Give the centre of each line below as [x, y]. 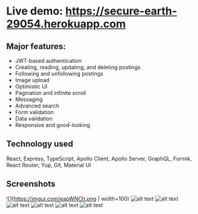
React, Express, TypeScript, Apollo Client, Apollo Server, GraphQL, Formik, [99, 158]
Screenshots [31, 184]
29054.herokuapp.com [66, 24]
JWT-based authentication [48, 61]
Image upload [32, 80]
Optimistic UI [31, 86]
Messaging [29, 99]
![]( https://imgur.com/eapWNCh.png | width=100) [68, 198]
